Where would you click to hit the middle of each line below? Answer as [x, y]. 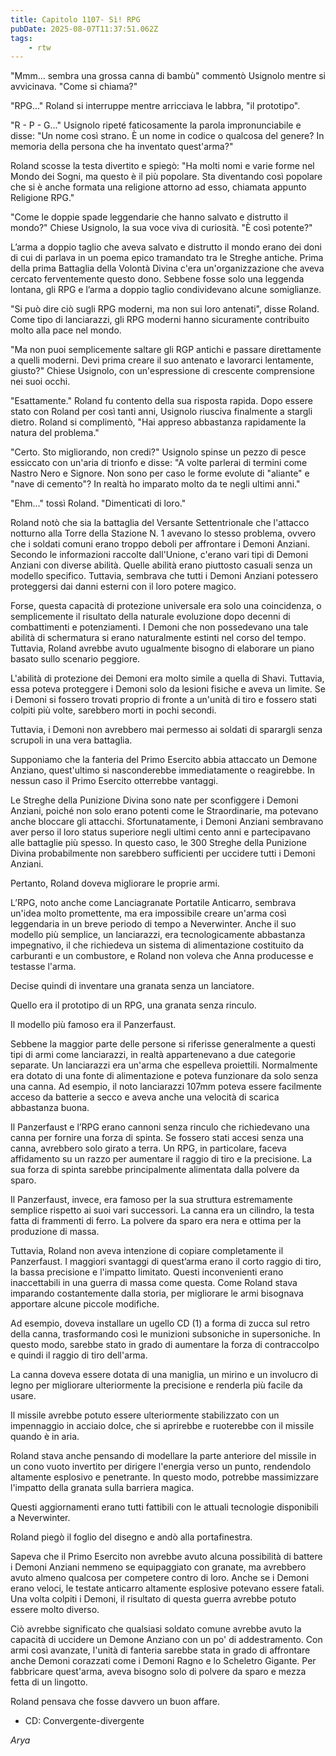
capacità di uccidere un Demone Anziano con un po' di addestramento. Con [166, 1640]
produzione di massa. [55, 1232]
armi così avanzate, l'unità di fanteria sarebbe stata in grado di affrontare [160, 1650]
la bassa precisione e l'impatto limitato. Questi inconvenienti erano [147, 1272]
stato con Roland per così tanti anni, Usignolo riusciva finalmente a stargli [161, 412]
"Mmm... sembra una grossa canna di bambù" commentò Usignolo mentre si [168, 76]
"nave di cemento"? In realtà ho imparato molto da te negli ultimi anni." [155, 484]
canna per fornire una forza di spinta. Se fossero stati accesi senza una [157, 1138]
